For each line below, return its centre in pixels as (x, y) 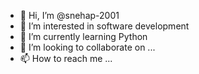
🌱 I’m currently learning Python (83, 36)
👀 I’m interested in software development (104, 26)
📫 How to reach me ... (66, 58)
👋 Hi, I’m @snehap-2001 (69, 15)
